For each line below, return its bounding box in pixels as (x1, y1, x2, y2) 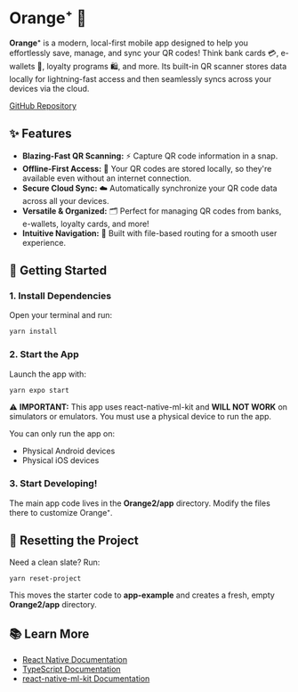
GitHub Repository (9, 100, 77, 110)
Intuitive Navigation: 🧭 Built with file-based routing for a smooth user (21, 227, 278, 239)
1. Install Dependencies (9, 289, 112, 302)
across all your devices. (21, 195, 109, 206)
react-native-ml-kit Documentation (21, 673, 150, 684)
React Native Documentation (21, 655, 127, 665)
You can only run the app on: (9, 428, 116, 439)
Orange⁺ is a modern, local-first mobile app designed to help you (9, 37, 249, 48)
